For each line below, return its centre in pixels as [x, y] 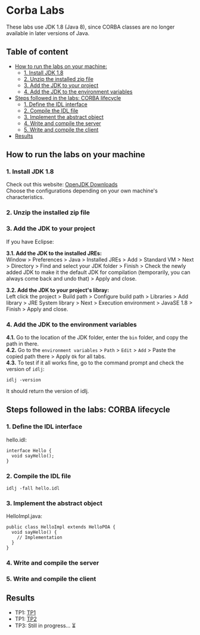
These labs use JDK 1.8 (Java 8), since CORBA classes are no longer [90, 27]
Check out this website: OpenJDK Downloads [62, 185]
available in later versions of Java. [48, 33]
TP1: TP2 [26, 619]
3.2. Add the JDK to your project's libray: [58, 290]
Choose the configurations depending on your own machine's [82, 191]
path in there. [23, 344]
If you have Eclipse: [30, 241]
